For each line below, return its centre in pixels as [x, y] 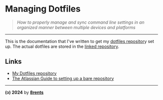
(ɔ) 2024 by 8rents [24, 92]
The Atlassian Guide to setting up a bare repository [63, 78]
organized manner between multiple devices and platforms [76, 27]
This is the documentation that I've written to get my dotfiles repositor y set [80, 41]
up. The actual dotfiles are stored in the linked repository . [62, 46]
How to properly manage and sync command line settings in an [81, 22]
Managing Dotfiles [43, 9]
